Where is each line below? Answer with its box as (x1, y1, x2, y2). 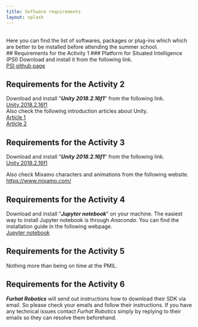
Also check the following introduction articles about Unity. (6, 107, 148, 115)
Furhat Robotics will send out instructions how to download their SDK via (6, 295, 186, 302)
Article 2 (6, 120, 27, 128)
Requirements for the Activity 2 (6, 79, 125, 89)
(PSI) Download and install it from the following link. (6, 56, 133, 63)
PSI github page (6, 62, 46, 69)
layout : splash (6, 14, 44, 20)
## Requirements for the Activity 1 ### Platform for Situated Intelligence (6, 49, 183, 56)
